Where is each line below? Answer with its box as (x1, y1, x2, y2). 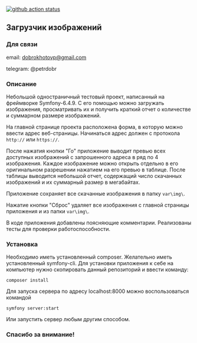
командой (6, 294, 31, 301)
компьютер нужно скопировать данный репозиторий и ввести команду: (6, 266, 189, 273)
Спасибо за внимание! (6, 331, 75, 339)
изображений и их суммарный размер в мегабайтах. (6, 179, 140, 186)
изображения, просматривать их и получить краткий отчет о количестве (6, 105, 191, 113)
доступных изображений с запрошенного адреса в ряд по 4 (6, 153, 159, 160)
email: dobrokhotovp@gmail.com (6, 54, 87, 61)
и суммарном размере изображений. (6, 112, 101, 119)
